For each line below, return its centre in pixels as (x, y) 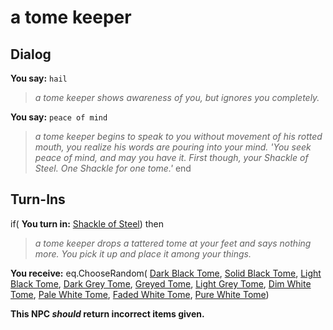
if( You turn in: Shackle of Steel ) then (87, 223)
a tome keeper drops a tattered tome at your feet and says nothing (173, 243)
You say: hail (39, 78)
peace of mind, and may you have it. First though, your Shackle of (171, 157)
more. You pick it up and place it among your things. (143, 253)
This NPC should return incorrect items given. (107, 313)
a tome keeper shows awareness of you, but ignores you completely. (177, 97)
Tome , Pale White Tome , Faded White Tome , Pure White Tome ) (140, 294)
